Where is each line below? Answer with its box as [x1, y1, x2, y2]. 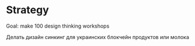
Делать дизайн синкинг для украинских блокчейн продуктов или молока [6, 33, 190, 40]
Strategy [6, 3, 50, 17]
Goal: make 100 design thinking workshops [6, 22, 110, 29]
